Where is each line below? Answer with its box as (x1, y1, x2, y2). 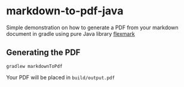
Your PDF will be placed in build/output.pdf (6, 73, 115, 81)
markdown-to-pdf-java (6, 4, 124, 18)
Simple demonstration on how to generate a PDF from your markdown (6, 24, 179, 31)
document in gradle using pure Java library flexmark (6, 30, 136, 37)
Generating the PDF (6, 48, 81, 58)
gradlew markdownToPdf (6, 63, 63, 69)
